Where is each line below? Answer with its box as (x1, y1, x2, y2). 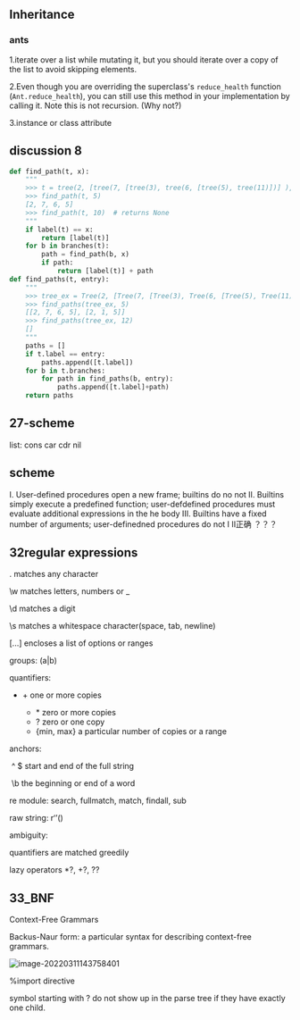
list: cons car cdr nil (9, 439, 82, 450)
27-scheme (9, 415, 75, 431)
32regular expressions (9, 545, 138, 561)
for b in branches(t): (25, 241, 110, 251)
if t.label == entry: (25, 349, 105, 358)
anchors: (9, 743, 42, 754)
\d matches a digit (9, 603, 76, 615)
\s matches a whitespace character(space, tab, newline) (9, 621, 216, 631)
